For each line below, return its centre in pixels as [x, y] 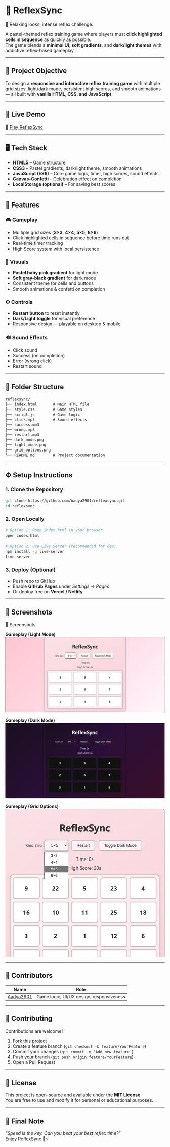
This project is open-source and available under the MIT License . [73, 1095]
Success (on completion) [39, 355]
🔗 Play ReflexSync [24, 127]
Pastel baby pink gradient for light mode [55, 273]
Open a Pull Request [34, 1062]
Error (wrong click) [32, 361]
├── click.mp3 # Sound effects [46, 420]
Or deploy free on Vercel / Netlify [48, 592]
